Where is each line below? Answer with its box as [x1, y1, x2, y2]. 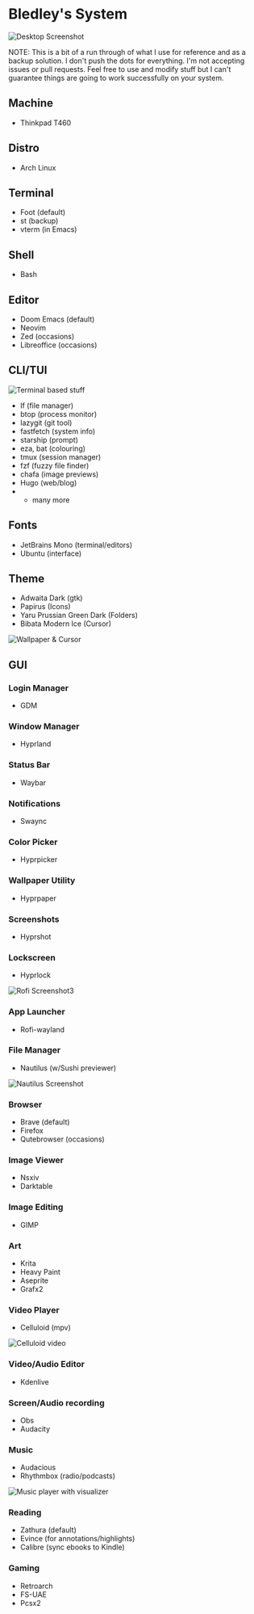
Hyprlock [19, 970, 51, 980]
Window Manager [8, 721, 80, 732]
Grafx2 [19, 1284, 44, 1293]
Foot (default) [19, 208, 66, 217]
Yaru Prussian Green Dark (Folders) [19, 611, 139, 620]
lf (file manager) [19, 401, 74, 410]
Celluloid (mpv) [19, 1322, 71, 1333]
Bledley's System [8, 5, 127, 23]
